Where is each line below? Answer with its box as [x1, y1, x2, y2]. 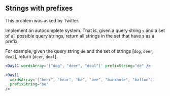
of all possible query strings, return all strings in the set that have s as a [5, 33, 155, 39]
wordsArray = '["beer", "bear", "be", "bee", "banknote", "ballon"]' [10, 77, 156, 82]
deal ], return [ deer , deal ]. [5, 53, 58, 59]
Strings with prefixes [5, 4, 73, 13]
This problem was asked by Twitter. [5, 17, 80, 23]
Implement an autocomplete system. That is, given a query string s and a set [5, 27, 165, 34]
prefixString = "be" [10, 82, 49, 87]
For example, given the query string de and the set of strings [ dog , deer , [5, 48, 154, 54]
